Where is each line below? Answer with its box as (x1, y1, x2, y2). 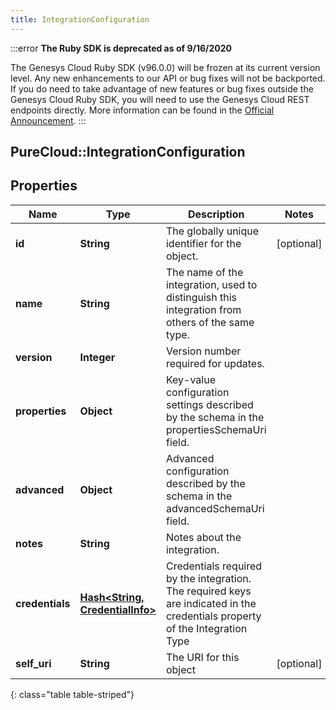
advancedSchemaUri (165, 501, 265, 515)
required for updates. (165, 356, 265, 370)
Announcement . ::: (10, 114, 87, 126)
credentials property (165, 609, 262, 623)
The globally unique (165, 224, 260, 238)
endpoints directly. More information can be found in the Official (10, 104, 275, 116)
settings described (165, 397, 254, 411)
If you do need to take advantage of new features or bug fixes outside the (10, 82, 314, 95)
